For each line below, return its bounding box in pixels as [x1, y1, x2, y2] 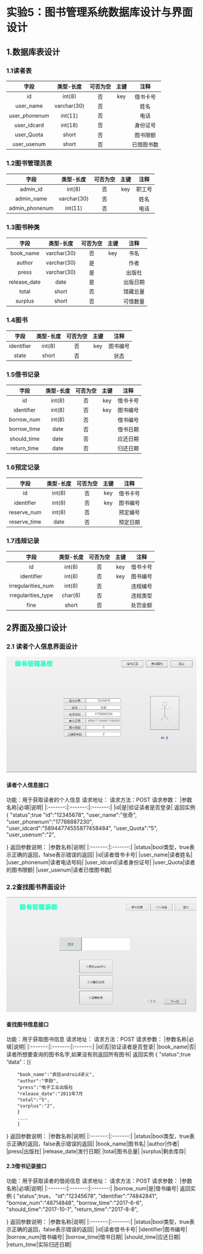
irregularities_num [8, 582, 54, 590]
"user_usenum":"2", [6, 831, 56, 838]
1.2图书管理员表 [6, 159, 53, 167]
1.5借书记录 [6, 370, 40, 379]
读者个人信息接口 [6, 781, 49, 789]
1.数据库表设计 [6, 47, 60, 57]
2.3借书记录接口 [6, 1162, 47, 1170]
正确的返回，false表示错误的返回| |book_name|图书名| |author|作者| [11, 1140, 179, 1147]
